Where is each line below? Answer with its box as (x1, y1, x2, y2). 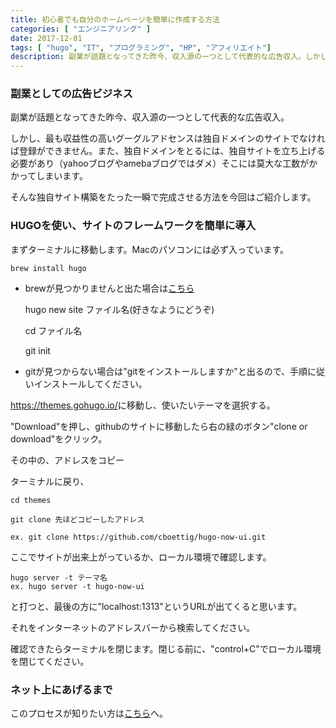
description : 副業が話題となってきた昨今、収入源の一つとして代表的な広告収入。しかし (10, 52, 328, 62)
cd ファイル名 (24, 324, 83, 336)
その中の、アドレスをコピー (10, 454, 125, 466)
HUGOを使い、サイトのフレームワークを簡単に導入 (10, 219, 257, 233)
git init (24, 344, 51, 356)
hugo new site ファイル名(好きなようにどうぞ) (24, 303, 215, 315)
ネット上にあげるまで (10, 682, 113, 696)
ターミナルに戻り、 (10, 475, 90, 487)
